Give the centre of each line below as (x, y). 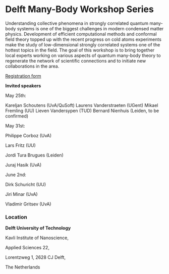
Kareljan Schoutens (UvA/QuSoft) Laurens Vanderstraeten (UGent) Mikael (82, 105)
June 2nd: (16, 175)
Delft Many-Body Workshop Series (79, 9)
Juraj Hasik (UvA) (23, 165)
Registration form (23, 76)
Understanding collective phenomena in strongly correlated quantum (77, 23)
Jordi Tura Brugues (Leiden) (35, 155)
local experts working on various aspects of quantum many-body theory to (83, 55)
